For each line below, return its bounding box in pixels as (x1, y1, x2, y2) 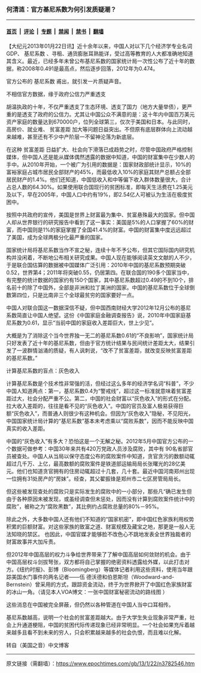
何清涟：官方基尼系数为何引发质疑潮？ (6, 5, 117, 13)
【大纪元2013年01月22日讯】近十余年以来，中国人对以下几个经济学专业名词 (6, 42, 193, 49)
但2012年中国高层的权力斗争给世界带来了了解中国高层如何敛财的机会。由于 (6, 551, 191, 558)
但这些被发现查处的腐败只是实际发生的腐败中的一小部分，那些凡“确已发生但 (6, 488, 193, 495)
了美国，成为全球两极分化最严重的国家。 (6, 233, 106, 241)
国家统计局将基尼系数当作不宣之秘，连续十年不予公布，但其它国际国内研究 (6, 246, 190, 253)
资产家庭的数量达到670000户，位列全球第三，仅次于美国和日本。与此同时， (6, 118, 193, 125)
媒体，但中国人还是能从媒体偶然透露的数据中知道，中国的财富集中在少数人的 (6, 153, 195, 160)
